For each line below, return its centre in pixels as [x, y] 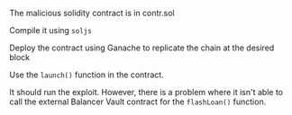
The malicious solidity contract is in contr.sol [92, 13]
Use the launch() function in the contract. [87, 75]
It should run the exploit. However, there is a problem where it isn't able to [146, 92]
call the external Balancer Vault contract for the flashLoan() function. [138, 102]
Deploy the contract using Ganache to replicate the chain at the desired [142, 48]
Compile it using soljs [50, 30]
